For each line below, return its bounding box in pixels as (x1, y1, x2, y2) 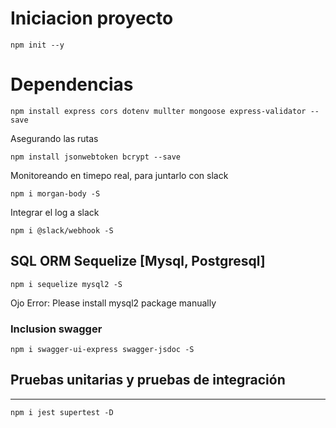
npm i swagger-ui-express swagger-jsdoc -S (10, 344, 195, 354)
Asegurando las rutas (10, 132, 99, 144)
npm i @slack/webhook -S (10, 225, 114, 236)
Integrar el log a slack (10, 206, 100, 218)
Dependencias (10, 73, 134, 96)
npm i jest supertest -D (10, 407, 114, 417)
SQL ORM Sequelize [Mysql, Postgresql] (10, 253, 266, 270)
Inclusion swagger (10, 322, 103, 336)
